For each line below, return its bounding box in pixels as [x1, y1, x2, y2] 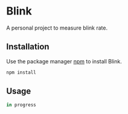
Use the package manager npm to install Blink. [6, 57, 122, 65]
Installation [6, 42, 50, 52]
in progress [6, 102, 36, 108]
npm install [6, 69, 36, 75]
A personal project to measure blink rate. [6, 24, 107, 31]
